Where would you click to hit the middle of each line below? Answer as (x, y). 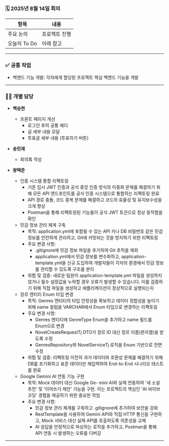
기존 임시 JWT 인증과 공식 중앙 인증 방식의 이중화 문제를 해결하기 (91, 187)
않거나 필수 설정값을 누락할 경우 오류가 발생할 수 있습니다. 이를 (89, 282)
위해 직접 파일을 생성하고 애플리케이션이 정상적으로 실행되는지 (94, 288)
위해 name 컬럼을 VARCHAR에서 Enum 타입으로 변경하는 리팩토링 (93, 307)
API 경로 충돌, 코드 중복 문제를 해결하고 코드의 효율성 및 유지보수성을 (95, 200)
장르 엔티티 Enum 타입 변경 (47, 294)
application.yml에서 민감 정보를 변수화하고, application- (91, 256)
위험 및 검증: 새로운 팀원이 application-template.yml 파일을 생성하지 (95, 275)
